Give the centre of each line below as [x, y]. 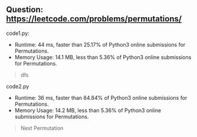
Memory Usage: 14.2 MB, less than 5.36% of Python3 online [88, 110]
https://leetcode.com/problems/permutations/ [94, 19]
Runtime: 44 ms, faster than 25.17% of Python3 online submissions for [100, 44]
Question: [25, 10]
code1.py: [18, 33]
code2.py [18, 86]
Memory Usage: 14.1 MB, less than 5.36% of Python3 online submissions [103, 57]
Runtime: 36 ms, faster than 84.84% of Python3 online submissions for [101, 97]
